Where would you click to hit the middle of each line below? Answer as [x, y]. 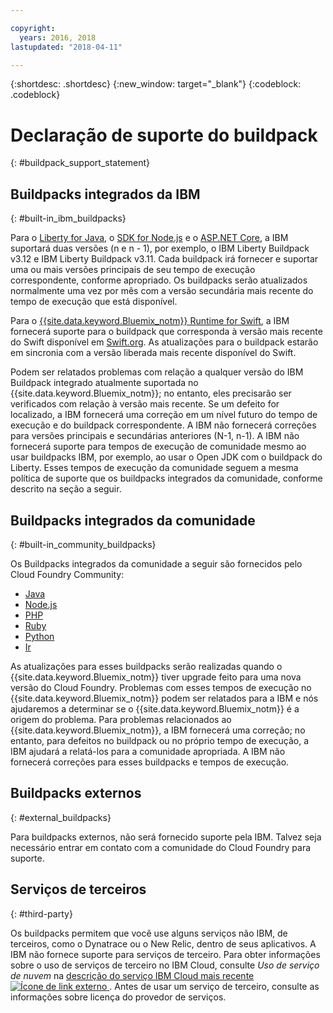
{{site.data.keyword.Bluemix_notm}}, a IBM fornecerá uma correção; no [158, 730]
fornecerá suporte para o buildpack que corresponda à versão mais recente [166, 332]
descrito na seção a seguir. [66, 489]
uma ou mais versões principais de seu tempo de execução [133, 270]
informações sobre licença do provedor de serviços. [118, 997]
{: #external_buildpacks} [61, 817]
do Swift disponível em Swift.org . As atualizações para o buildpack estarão [164, 342]
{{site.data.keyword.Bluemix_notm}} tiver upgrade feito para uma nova [156, 677]
